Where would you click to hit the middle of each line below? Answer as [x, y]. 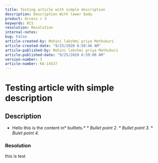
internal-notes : [21, 32]
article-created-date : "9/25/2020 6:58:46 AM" [53, 46]
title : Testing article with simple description [55, 9]
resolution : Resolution [29, 28]
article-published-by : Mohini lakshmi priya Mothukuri [62, 50]
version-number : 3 [24, 59]
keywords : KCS [19, 23]
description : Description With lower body [49, 14]
